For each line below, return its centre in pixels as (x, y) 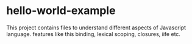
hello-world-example (61, 11)
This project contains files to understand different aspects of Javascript (96, 28)
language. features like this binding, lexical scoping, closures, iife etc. (94, 34)
